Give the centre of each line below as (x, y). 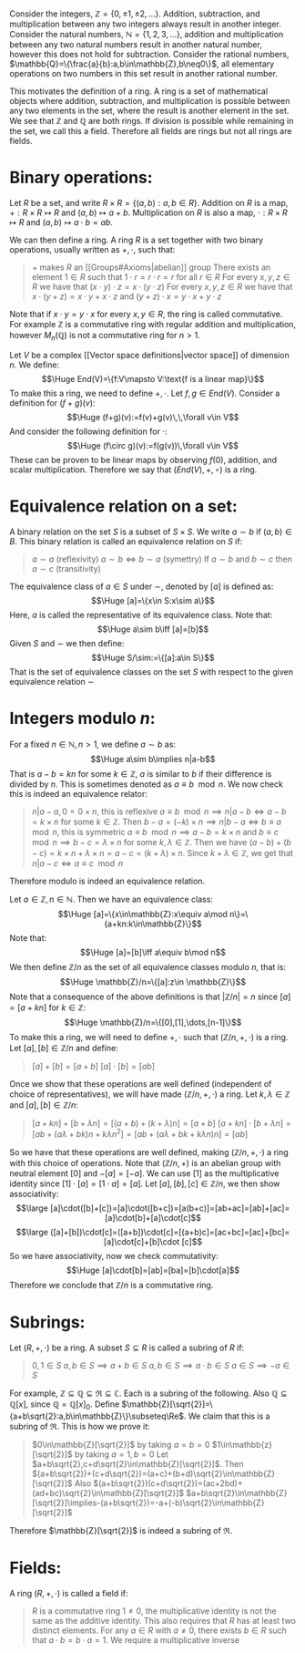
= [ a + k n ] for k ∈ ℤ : (48, 1007)
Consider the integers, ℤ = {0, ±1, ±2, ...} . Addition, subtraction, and (135, 14)
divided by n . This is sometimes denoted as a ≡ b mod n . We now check (147, 784)
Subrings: (47, 1322)
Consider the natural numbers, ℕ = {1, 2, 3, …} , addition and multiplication (147, 34)
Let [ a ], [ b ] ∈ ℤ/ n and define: (64, 1048)
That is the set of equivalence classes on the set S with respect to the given (152, 672)
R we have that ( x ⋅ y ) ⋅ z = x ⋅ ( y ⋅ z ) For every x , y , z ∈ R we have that (162, 286)
